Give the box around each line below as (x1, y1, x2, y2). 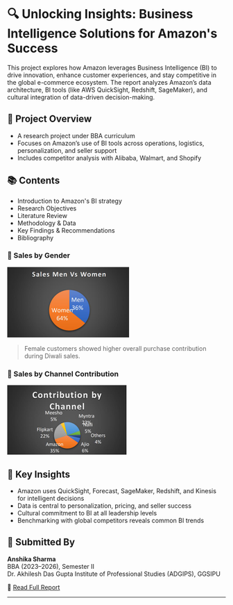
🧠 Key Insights (7, 468, 71, 480)
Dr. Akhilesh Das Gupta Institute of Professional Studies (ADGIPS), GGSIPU (7, 570, 221, 578)
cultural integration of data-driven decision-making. (7, 92, 155, 101)
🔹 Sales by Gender (7, 251, 71, 260)
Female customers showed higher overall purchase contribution (24, 344, 207, 352)
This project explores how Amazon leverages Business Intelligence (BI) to (7, 63, 217, 72)
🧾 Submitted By (7, 536, 75, 548)
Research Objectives (17, 204, 77, 213)
